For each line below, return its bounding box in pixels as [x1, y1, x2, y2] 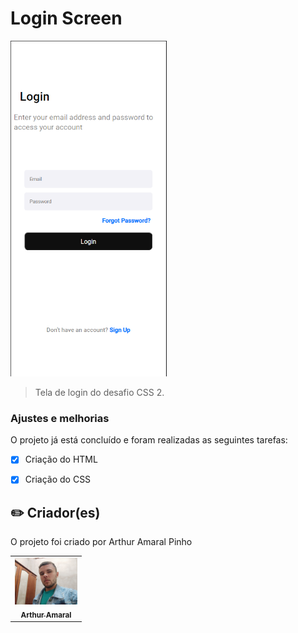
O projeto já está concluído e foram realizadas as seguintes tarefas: [10, 434, 288, 446]
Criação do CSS [24, 473, 92, 486]
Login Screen [10, 7, 123, 30]
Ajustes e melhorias [10, 412, 110, 425]
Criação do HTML [24, 453, 98, 466]
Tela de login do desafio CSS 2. [34, 387, 165, 399]
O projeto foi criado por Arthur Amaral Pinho [10, 536, 193, 548]
